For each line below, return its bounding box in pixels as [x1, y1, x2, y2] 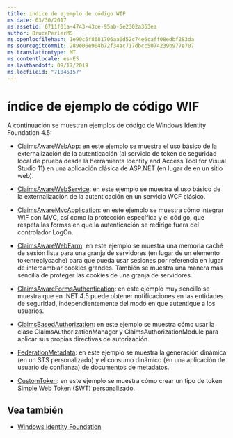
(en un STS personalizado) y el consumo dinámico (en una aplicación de [17, 356, 225, 364]
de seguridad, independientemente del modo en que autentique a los [17, 300, 216, 308]
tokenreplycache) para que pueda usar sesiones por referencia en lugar [17, 257, 224, 265]
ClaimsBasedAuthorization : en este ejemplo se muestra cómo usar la [17, 321, 215, 329]
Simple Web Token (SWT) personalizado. [17, 384, 136, 393]
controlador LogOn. [17, 228, 74, 236]
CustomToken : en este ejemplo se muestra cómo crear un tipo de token [17, 377, 223, 385]
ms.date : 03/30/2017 [7, 17, 67, 24]
